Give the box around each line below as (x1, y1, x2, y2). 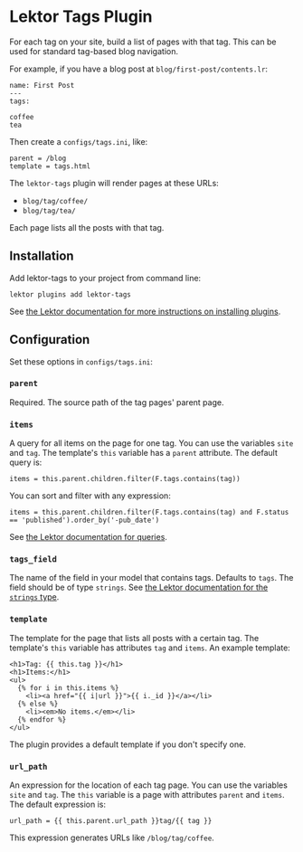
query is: (9, 457, 43, 468)
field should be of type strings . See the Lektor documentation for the (9, 582, 269, 593)
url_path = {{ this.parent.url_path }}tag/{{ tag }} (9, 817, 213, 826)
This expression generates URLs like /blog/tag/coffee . (9, 832, 214, 843)
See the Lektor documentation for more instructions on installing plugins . (9, 306, 281, 317)
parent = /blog (9, 154, 67, 163)
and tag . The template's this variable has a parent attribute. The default (9, 448, 278, 459)
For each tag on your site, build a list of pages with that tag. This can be (9, 36, 277, 47)
